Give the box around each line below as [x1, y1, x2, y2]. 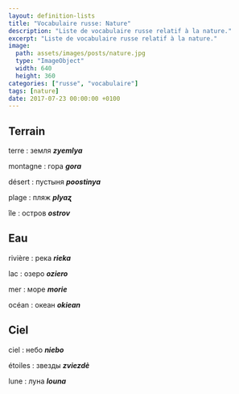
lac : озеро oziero [8, 268, 68, 279]
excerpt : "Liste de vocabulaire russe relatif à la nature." [8, 34, 218, 43]
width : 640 [15, 65, 52, 73]
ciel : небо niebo [8, 345, 64, 354]
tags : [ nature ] [8, 86, 60, 95]
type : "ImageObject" [15, 57, 84, 65]
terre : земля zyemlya [8, 146, 83, 156]
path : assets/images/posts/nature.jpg [15, 49, 146, 57]
